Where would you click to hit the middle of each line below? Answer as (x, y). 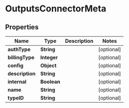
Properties (22, 27)
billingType (21, 57)
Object (48, 65)
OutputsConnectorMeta (56, 9)
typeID (16, 98)
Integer (49, 57)
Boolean (50, 82)
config (16, 65)
